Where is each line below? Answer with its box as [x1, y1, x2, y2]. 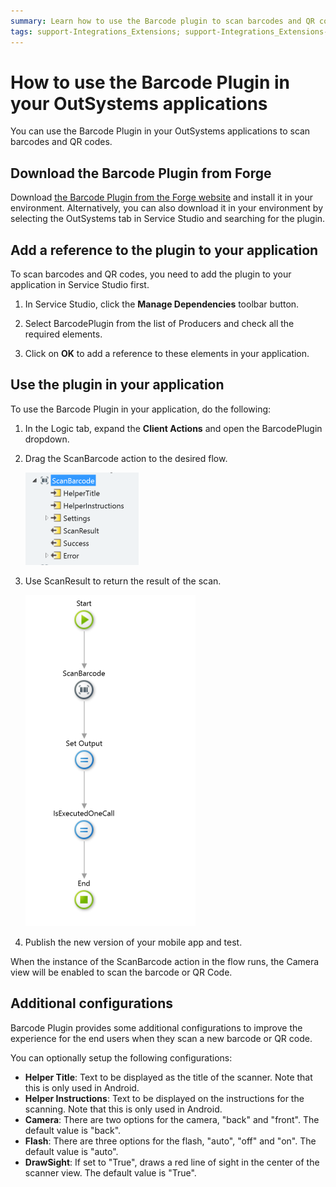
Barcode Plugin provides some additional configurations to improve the [10, 1021, 303, 1034]
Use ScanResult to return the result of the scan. [24, 575, 222, 587]
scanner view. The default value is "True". [24, 1166, 197, 1179]
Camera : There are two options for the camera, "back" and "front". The [24, 1113, 320, 1125]
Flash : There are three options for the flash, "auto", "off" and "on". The [24, 1135, 317, 1147]
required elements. [24, 328, 103, 340]
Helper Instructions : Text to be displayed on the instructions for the [24, 1092, 305, 1104]
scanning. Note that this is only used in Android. [24, 1103, 223, 1115]
